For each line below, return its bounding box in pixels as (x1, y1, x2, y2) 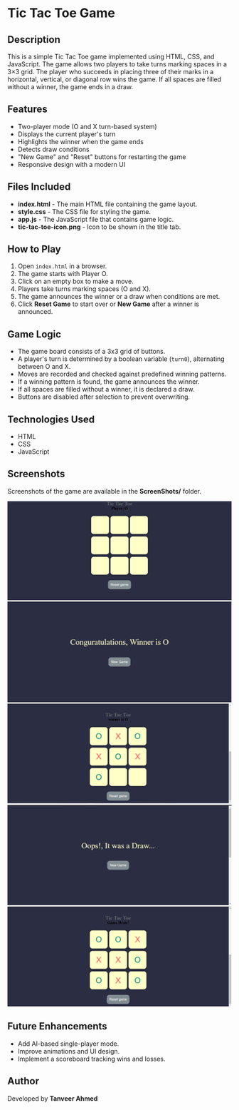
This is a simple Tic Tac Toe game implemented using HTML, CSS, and (7, 52, 215, 61)
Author (7, 1075, 39, 1087)
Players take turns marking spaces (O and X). (17, 285, 152, 293)
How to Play (7, 243, 62, 255)
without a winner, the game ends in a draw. (7, 83, 134, 91)
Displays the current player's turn (17, 130, 116, 138)
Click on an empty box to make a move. (17, 277, 134, 286)
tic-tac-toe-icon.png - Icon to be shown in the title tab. (17, 223, 181, 231)
